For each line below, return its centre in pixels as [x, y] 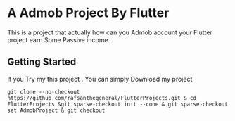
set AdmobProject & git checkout [56, 110]
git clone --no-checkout [44, 92]
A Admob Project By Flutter [88, 13]
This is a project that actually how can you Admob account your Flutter [110, 32]
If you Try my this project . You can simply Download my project [100, 79]
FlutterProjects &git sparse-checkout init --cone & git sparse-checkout [118, 104]
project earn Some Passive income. [59, 39]
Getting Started [42, 62]
